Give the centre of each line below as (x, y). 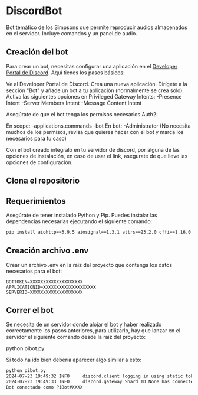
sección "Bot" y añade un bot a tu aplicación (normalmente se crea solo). (95, 90)
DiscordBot (34, 11)
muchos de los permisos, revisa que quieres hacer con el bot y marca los (95, 132)
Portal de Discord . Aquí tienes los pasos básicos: (65, 73)
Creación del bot (37, 52)
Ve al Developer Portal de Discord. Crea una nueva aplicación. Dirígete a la (97, 84)
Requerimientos (36, 201)
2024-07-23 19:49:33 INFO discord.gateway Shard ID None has (88, 382)
